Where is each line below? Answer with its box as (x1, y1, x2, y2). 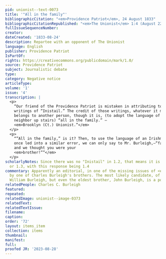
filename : (5, 210, 26, 215)
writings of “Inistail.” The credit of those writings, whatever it (14, 108, 158, 114)
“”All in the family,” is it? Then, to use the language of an (14, 136, 147, 141)
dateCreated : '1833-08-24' (5, 35, 61, 40)
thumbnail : (5, 233, 28, 238)
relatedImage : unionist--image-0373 (5, 196, 81, 201)
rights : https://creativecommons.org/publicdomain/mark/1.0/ (5, 58, 134, 63)
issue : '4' (5, 90, 28, 95)
